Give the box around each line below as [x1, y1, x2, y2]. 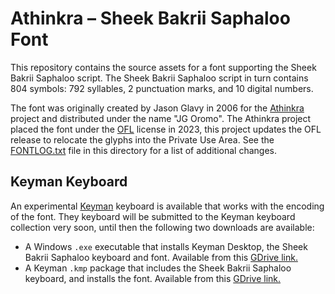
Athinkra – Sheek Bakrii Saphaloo [10, 7, 291, 30]
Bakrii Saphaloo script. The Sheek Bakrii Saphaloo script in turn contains [10, 72, 309, 84]
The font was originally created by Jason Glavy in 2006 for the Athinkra [10, 102, 305, 114]
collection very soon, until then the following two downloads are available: [10, 221, 315, 233]
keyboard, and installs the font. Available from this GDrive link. [24, 272, 282, 284]
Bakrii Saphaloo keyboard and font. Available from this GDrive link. [24, 251, 298, 263]
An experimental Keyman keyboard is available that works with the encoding [10, 200, 325, 212]
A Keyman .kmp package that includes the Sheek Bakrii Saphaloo [24, 262, 292, 274]
